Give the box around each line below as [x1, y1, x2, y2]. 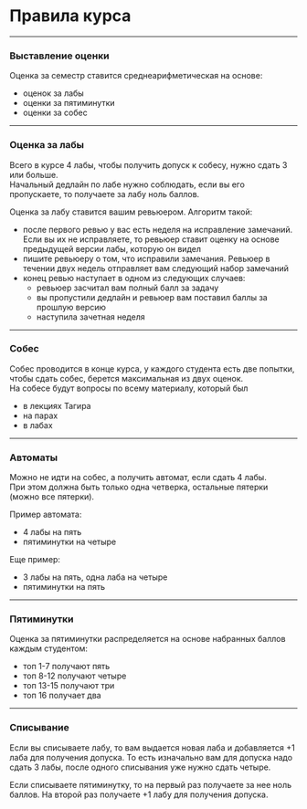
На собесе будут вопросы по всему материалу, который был [9, 383, 249, 394]
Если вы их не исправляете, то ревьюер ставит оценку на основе [22, 234, 281, 245]
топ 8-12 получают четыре [22, 670, 127, 681]
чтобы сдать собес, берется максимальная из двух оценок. [9, 373, 244, 383]
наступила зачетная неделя [36, 311, 145, 322]
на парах [22, 410, 58, 421]
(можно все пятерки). [9, 491, 94, 502]
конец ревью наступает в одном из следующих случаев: [22, 272, 246, 283]
